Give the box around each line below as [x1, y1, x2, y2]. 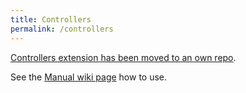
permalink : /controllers [10, 24, 114, 34]
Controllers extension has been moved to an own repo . [10, 51, 237, 63]
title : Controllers [10, 14, 92, 25]
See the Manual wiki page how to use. [10, 71, 168, 83]
